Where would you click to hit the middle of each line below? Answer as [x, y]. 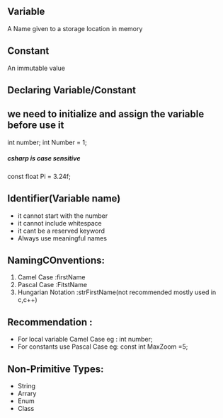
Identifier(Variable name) [64, 198]
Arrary [27, 394]
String [27, 386]
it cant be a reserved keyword [61, 231]
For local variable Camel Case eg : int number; [85, 339]
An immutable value [36, 68]
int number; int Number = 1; [47, 142]
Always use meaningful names [62, 238]
